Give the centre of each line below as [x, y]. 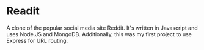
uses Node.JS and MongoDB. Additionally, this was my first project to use [99, 34]
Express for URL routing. [37, 40]
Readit [23, 11]
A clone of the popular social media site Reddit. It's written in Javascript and [102, 28]
